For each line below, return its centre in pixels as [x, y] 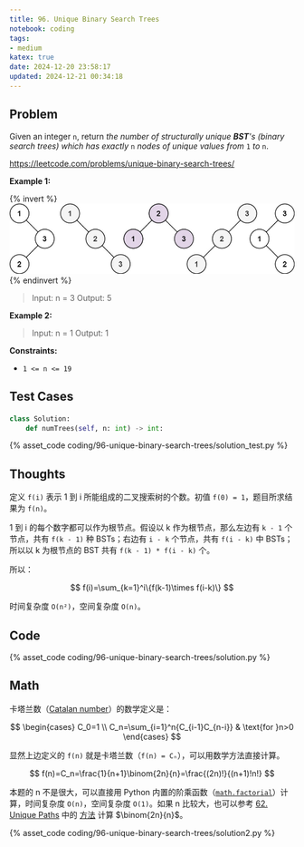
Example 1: [30, 180]
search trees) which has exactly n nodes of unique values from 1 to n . [139, 146]
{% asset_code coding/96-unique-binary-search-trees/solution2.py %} [142, 832]
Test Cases [42, 397]
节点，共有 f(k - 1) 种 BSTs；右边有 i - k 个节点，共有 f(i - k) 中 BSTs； [151, 539]
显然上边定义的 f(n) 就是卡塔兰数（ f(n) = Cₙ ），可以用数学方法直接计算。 [147, 755]
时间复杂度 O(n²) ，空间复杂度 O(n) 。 [78, 607]
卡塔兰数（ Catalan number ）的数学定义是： [90, 708]
